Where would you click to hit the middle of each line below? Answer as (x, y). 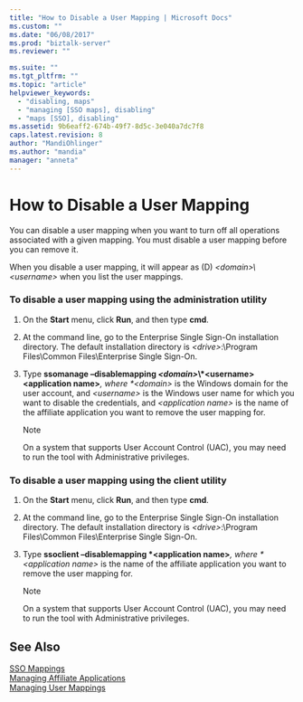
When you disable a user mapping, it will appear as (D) (111, 267)
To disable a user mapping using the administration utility (138, 299)
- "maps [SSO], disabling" (68, 119)
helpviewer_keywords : (50, 93)
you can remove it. (44, 249)
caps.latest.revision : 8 (56, 135)
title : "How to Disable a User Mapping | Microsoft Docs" (121, 18)
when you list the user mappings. (121, 276)
